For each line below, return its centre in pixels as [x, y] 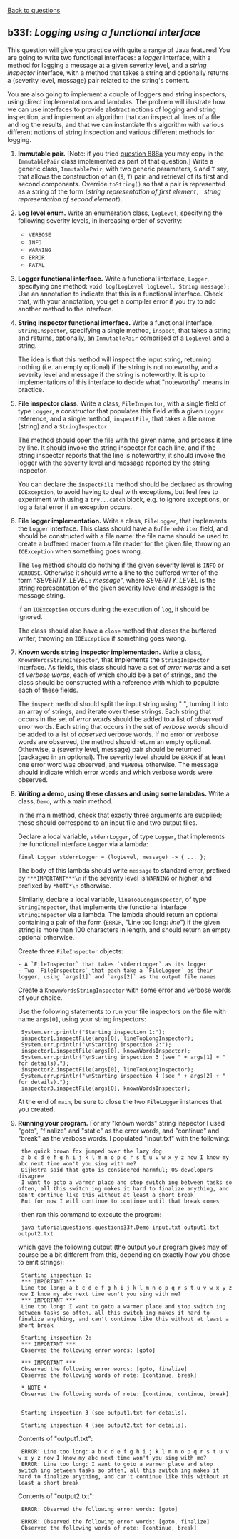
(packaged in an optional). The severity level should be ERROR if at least [122, 757]
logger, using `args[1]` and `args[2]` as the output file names [117, 977]
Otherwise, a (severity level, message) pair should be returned [110, 749]
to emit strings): [41, 1262]
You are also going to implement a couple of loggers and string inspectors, [117, 94]
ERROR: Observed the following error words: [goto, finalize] [116, 1522]
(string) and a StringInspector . [63, 426]
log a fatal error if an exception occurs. [75, 507]
